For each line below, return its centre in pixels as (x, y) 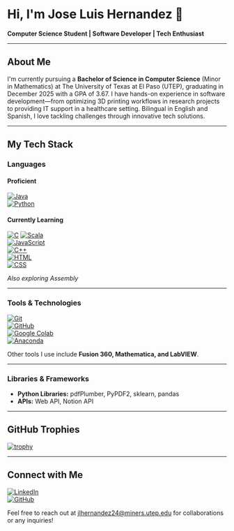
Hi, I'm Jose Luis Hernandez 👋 (95, 14)
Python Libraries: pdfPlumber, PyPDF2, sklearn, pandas (98, 394)
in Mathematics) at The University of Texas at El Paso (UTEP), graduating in (116, 86)
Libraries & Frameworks (48, 378)
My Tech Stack (40, 145)
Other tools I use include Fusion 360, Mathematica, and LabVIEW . (103, 354)
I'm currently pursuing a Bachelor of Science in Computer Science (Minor (114, 79)
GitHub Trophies (44, 429)
